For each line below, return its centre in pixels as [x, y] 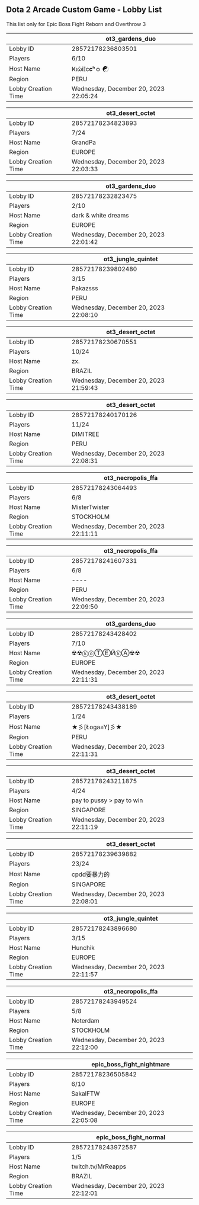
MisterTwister [90, 507]
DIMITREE [85, 434]
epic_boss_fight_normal [131, 1137]
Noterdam [85, 1020]
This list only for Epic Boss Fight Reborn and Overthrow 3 [76, 24]
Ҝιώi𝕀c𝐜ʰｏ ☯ [90, 69]
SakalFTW [86, 1094]
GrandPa [84, 142]
